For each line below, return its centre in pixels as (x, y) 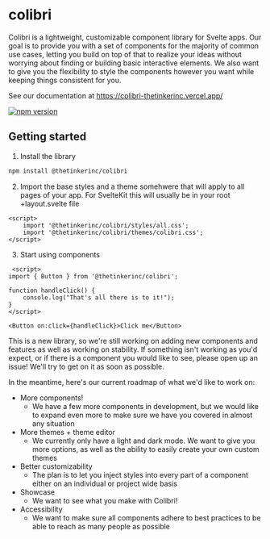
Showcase (37, 492)
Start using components (60, 254)
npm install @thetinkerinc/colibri (68, 171)
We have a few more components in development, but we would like (145, 406)
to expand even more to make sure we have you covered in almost (142, 415)
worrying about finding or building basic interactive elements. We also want (134, 63)
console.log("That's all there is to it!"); (99, 297)
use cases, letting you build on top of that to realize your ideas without (125, 54)
